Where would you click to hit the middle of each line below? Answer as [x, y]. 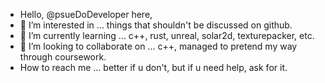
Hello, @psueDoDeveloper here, [86, 14]
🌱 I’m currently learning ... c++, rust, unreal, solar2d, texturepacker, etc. [167, 35]
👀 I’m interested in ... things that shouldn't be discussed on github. [156, 25]
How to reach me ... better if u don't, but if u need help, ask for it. [153, 67]
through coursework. [63, 57]
